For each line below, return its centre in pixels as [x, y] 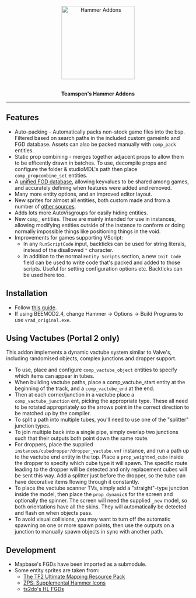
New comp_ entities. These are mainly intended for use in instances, [95, 218]
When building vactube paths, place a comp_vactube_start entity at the [100, 382]
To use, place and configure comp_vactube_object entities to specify [96, 370]
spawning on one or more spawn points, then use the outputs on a [94, 525]
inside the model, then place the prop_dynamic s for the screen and [94, 494]
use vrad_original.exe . [43, 320]
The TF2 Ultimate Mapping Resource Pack [74, 577]
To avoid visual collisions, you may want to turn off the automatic [92, 519]
